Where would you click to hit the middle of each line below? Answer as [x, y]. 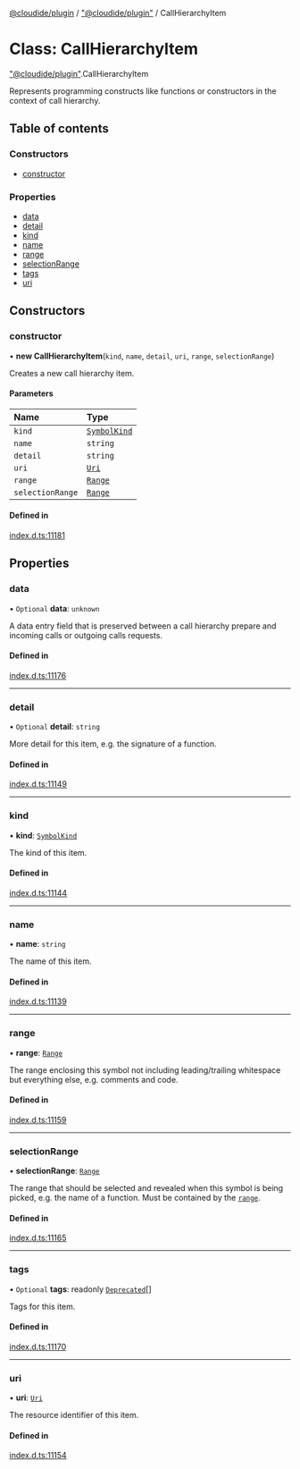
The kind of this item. [48, 852]
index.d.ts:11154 [38, 1456]
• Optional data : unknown [54, 608]
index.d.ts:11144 [38, 892]
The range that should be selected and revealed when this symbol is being [146, 1188]
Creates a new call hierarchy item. [72, 373]
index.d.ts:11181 [37, 536]
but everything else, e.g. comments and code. [94, 1079]
